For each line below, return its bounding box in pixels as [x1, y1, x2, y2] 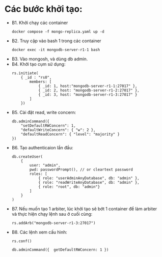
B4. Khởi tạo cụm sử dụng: [11, 61, 66, 67]
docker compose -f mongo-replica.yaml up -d [11, 29, 105, 34]
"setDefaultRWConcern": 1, [21, 123, 76, 128]
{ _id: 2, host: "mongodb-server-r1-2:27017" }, [38, 87, 140, 93]
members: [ [29, 79, 52, 84]
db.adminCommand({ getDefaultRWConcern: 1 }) [11, 247, 109, 252]
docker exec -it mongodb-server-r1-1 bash [11, 47, 100, 52]
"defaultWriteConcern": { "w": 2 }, [21, 127, 96, 132]
